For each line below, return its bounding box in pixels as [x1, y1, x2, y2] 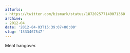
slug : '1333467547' [5, 29, 45, 34]
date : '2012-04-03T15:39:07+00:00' [5, 25, 77, 30]
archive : [5, 16, 23, 21]
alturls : [5, 7, 23, 12]
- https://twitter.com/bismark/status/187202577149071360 [5, 12, 125, 16]
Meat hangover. [5, 43, 37, 48]
